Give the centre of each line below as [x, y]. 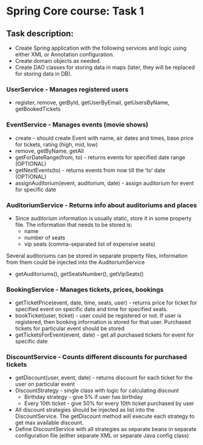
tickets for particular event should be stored [70, 329]
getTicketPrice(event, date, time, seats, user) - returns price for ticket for [106, 303]
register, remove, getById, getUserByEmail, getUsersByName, [92, 103]
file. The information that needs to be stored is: [74, 225]
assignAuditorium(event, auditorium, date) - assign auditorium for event [104, 183]
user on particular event [45, 384]
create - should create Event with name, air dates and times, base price [104, 138]
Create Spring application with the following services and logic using [101, 48]
